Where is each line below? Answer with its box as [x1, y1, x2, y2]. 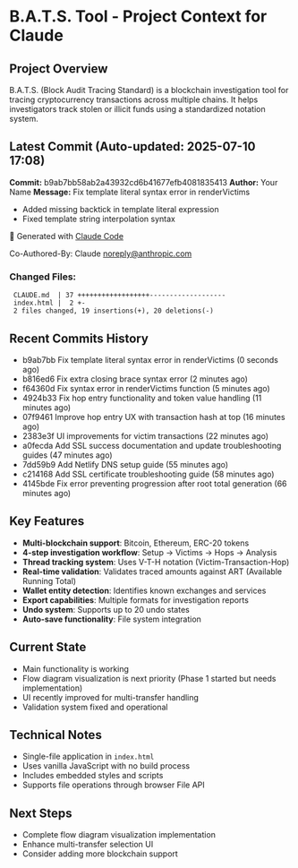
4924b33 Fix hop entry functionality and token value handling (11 [21, 392, 262, 403]
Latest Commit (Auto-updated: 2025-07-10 [9, 139, 256, 154]
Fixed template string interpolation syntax [21, 213, 176, 224]
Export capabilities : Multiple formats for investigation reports [21, 594, 249, 606]
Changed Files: [9, 271, 77, 283]
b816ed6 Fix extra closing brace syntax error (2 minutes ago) [21, 374, 248, 384]
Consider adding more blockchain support [21, 848, 179, 859]
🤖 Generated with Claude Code [9, 230, 123, 241]
